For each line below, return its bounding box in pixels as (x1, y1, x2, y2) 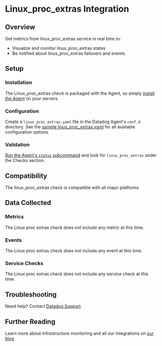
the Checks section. (5, 158, 45, 163)
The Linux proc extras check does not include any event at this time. (5, 248, 142, 254)
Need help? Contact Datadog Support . (5, 304, 82, 309)
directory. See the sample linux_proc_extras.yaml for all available (5, 123, 135, 130)
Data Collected (5, 199, 51, 207)
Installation (5, 79, 33, 86)
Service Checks (5, 260, 44, 266)
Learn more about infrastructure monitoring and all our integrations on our (5, 330, 154, 336)
